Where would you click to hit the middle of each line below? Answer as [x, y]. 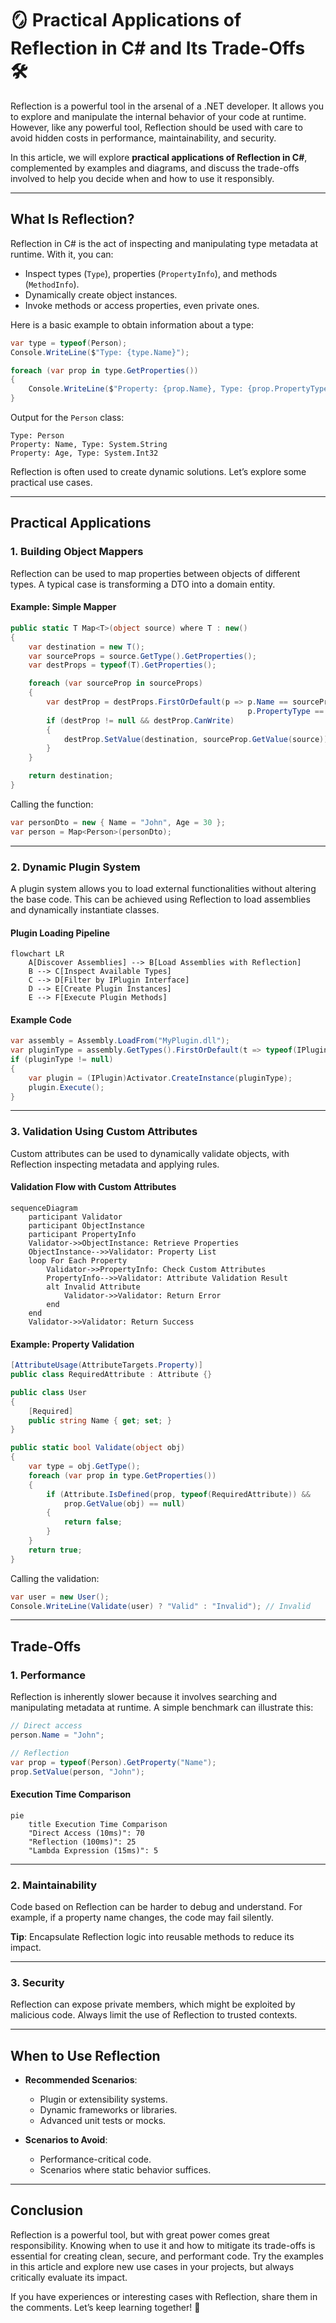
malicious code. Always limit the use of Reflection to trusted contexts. [154, 2015]
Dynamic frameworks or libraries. [108, 2110]
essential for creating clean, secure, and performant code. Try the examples [167, 2256]
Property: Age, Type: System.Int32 [84, 453]
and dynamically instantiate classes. [85, 909]
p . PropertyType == [286, 711]
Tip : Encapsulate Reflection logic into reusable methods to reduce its [152, 1936]
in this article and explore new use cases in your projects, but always [152, 2266]
